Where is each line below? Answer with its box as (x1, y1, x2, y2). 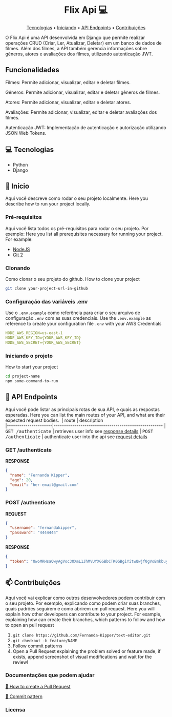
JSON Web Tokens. (5, 130, 47, 136)
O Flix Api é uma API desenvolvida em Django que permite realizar (5, 34, 145, 40)
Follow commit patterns (12, 643, 62, 649)
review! (12, 659, 29, 665)
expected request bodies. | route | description (5, 417, 103, 423)
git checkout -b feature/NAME (12, 638, 78, 643)
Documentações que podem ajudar (5, 672, 95, 679)
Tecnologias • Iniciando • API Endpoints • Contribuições (26, 24, 146, 31)
